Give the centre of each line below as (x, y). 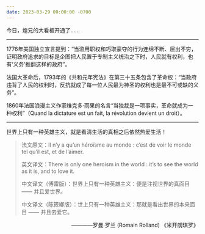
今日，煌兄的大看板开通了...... (43, 30)
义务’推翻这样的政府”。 (42, 64)
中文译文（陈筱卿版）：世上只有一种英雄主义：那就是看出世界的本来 (106, 204)
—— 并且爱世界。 (43, 191)
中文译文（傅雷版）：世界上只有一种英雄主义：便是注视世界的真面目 (106, 183)
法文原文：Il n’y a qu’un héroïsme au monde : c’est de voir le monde (106, 145)
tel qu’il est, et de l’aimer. (52, 152)
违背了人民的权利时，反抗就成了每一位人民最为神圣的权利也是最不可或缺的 (100, 85)
